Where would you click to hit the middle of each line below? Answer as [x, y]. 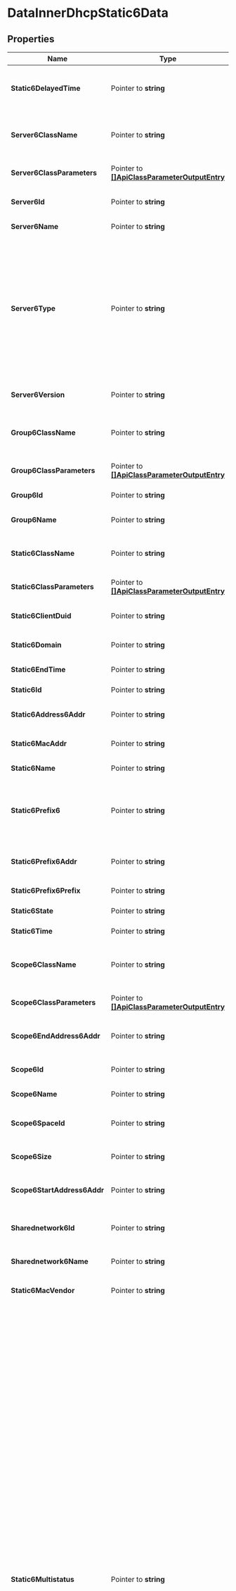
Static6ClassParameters [52, 587]
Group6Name [34, 520]
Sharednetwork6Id [43, 1228]
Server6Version [38, 395]
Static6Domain [36, 645]
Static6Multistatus [43, 1579]
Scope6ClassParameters [53, 1002]
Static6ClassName [43, 553]
